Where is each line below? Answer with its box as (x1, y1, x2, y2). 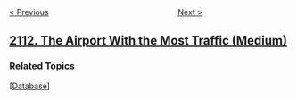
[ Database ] (9, 80, 51, 91)
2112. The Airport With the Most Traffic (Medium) (9, 33, 288, 48)
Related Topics (9, 60, 76, 72)
